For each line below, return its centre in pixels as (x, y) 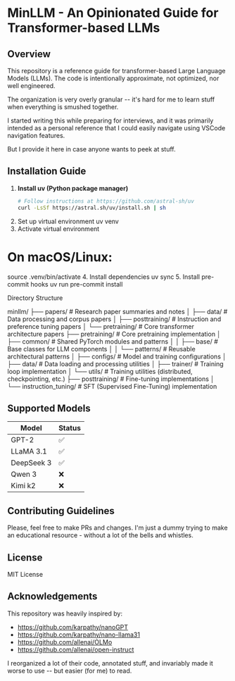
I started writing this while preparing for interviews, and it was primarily (110, 120)
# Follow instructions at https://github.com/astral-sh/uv (106, 201)
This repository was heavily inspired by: (65, 613)
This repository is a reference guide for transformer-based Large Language (116, 71)
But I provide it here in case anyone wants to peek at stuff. (91, 149)
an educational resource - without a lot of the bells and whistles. (100, 535)
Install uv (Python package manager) (73, 188)
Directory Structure (35, 298)
